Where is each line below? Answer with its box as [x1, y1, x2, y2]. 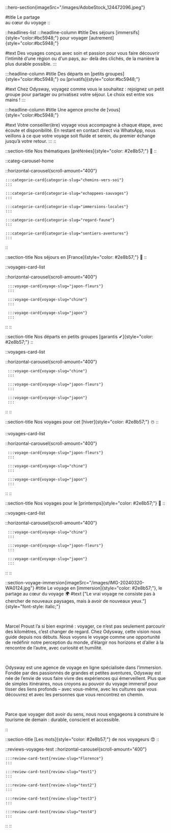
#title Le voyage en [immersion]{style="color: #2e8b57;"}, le [35, 585, 162, 591]
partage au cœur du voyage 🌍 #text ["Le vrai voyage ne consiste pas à [5, 591, 155, 597]
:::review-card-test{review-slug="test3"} [5, 796, 97, 801]
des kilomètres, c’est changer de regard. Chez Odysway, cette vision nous [5, 629, 161, 635]
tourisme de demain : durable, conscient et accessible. [5, 717, 121, 723]
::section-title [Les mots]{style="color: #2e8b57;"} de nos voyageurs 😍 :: [5, 736, 159, 742]
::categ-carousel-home [5, 158, 54, 164]
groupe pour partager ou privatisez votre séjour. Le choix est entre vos [5, 92, 154, 97]
